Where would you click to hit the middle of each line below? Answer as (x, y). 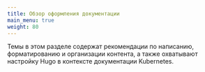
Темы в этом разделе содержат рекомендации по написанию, (100, 47)
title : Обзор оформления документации (63, 14)
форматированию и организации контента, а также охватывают (102, 54)
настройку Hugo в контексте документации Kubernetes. (91, 62)
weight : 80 (23, 27)
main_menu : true (31, 20)
